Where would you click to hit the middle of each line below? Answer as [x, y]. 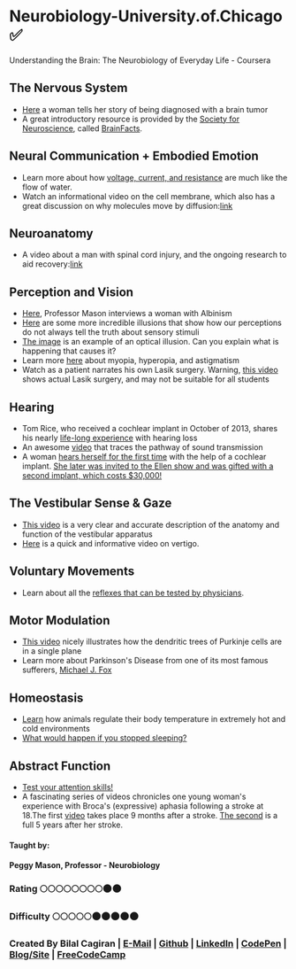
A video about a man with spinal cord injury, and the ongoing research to [154, 255]
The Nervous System [68, 88]
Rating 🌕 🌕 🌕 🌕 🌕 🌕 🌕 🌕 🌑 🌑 [65, 889]
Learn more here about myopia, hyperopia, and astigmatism [131, 360]
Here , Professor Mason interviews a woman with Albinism [127, 314]
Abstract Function [60, 766]
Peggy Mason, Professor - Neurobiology [85, 865]
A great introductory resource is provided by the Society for [131, 119]
